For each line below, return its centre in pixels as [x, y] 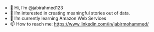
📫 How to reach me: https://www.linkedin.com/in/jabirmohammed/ [79, 24]
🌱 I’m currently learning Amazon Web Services [58, 18]
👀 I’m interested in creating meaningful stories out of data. [70, 13]
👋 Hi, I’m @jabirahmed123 [37, 8]
